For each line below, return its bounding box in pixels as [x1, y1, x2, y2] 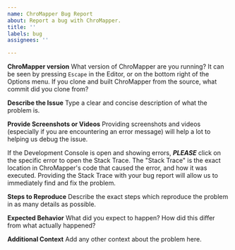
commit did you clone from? [7, 85, 89, 93]
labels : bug [7, 30, 42, 38]
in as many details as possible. [7, 200, 97, 209]
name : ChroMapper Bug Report [7, 10, 93, 18]
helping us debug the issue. [7, 135, 88, 144]
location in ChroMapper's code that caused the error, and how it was [7, 164, 207, 172]
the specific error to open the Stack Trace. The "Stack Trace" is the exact [7, 157, 221, 165]
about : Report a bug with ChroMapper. [7, 17, 121, 24]
